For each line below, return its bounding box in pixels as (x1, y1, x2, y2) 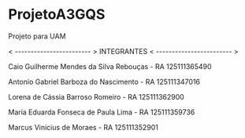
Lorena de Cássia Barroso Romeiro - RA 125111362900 (8, 92, 185, 101)
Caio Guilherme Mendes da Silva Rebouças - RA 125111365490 (8, 61, 212, 71)
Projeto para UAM (8, 31, 66, 41)
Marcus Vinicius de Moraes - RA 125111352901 (8, 122, 159, 132)
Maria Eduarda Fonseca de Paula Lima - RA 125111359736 (8, 107, 195, 117)
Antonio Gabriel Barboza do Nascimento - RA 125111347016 (8, 77, 201, 86)
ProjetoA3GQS (8, 5, 106, 24)
